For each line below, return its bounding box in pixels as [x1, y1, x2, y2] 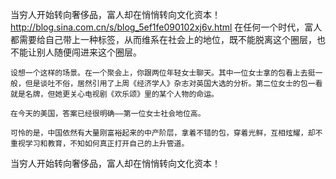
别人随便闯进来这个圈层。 [36, 46, 142, 58]
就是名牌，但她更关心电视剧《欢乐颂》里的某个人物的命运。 [10, 89, 219, 99]
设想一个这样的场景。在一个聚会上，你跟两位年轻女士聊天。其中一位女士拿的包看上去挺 [10, 68, 316, 78]
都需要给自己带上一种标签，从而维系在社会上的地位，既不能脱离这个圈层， [10, 34, 317, 45]
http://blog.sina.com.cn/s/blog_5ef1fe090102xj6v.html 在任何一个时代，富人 [10, 21, 323, 33]
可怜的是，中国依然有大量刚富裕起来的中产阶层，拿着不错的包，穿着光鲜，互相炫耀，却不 [10, 128, 323, 138]
